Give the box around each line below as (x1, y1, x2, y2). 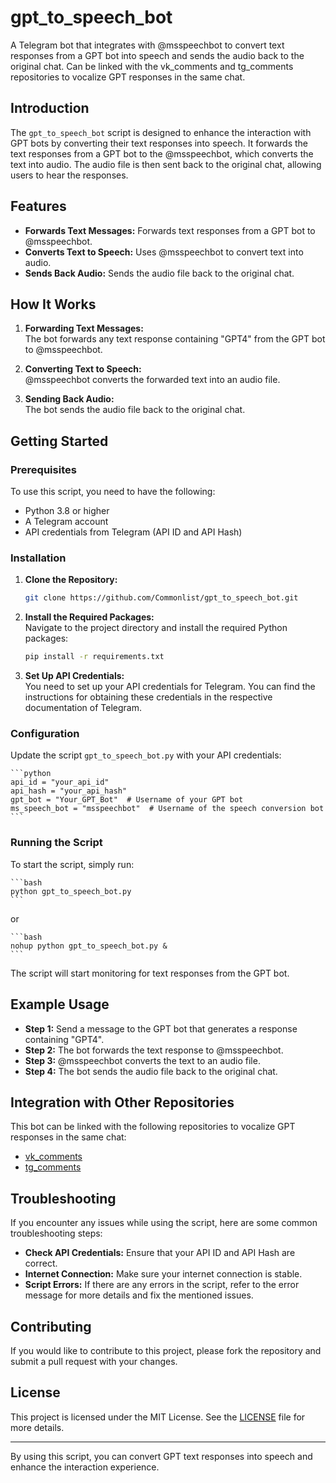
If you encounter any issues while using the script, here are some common (10, 1217, 318, 1229)
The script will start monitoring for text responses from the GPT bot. (10, 967, 290, 979)
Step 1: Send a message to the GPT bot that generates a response (24, 1022, 298, 1035)
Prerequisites (10, 462, 77, 476)
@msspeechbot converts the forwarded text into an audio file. (24, 374, 281, 386)
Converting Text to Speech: (24, 363, 142, 375)
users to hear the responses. (10, 169, 129, 181)
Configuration (10, 727, 80, 741)
